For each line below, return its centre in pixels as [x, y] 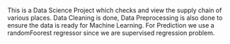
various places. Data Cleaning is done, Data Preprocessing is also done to [115, 18]
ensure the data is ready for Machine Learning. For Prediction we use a [111, 25]
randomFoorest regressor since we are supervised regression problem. [111, 33]
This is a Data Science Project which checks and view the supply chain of [115, 10]
